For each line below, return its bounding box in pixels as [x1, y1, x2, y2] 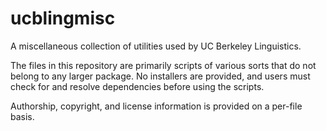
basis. [10, 110, 35, 122]
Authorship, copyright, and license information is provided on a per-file [10, 100, 303, 112]
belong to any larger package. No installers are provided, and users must [10, 70, 311, 82]
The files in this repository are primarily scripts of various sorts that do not [10, 59, 317, 71]
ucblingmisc [10, 7, 116, 30]
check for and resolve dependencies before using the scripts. [10, 80, 265, 92]
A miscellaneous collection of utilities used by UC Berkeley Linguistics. [10, 40, 302, 52]
